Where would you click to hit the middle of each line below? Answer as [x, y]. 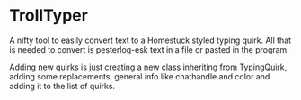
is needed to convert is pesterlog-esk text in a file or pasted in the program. [149, 49]
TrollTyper [49, 16]
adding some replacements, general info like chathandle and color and [140, 76]
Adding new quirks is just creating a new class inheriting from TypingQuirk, [148, 67]
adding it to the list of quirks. [62, 86]
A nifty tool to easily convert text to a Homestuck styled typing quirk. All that [150, 40]
